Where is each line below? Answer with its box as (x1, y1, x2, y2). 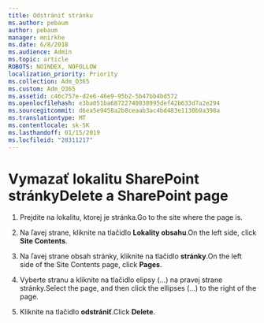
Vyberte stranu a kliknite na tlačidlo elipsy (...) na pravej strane (19, 275, 223, 284)
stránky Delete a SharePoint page (8, 187, 229, 205)
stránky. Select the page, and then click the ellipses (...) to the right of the (19, 284, 257, 293)
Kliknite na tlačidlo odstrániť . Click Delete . (19, 307, 156, 317)
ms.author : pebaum (8, 19, 69, 27)
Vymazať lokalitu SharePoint (8, 170, 199, 187)
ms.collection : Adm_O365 (8, 77, 90, 85)
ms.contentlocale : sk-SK (8, 121, 90, 129)
